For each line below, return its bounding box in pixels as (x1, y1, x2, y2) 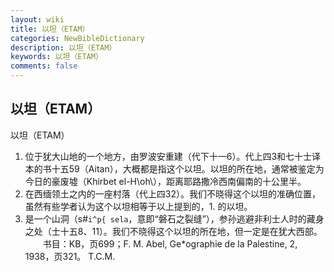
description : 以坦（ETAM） (10, 42, 117, 53)
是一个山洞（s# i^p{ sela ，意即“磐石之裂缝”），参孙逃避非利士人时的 (24, 212, 307, 225)
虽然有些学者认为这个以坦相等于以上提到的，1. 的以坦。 (24, 200, 253, 212)
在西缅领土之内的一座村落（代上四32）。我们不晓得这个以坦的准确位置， (24, 187, 321, 200)
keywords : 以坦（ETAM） (10, 52, 103, 62)
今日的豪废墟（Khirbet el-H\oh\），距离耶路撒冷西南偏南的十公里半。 (24, 175, 307, 187)
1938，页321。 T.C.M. (24, 250, 116, 262)
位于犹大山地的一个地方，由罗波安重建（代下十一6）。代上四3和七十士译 (24, 150, 322, 162)
